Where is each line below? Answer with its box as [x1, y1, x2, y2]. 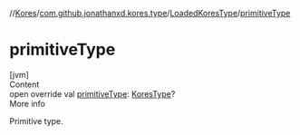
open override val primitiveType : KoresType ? [9, 88, 176, 99]
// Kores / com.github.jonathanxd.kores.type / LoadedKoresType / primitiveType [9, 8, 291, 18]
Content [9, 79, 40, 90]
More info [9, 98, 46, 109]
